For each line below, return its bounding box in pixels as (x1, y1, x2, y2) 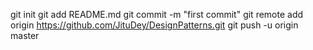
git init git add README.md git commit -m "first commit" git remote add (10, 9, 304, 20)
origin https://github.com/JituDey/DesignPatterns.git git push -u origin (10, 19, 299, 31)
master (10, 30, 40, 41)
